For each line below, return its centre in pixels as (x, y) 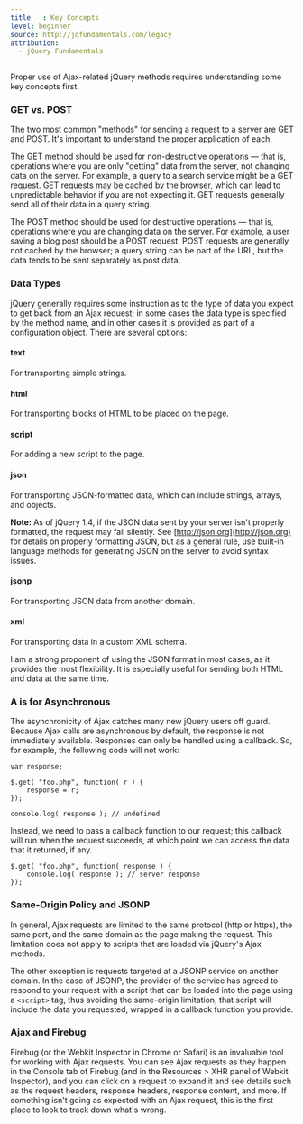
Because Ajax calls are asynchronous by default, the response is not (138, 731)
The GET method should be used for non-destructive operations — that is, (148, 157)
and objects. (33, 504)
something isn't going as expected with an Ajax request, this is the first (142, 1100)
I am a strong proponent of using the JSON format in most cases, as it (140, 659)
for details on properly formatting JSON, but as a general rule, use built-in (147, 541)
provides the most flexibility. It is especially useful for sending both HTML (147, 668)
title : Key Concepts (55, 18)
